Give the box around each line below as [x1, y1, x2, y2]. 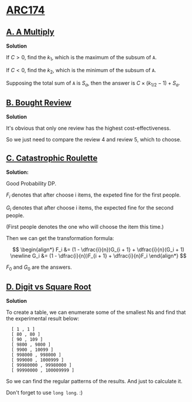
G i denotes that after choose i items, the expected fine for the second [6, 204, 174, 212]
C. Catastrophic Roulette [6, 153, 98, 163]
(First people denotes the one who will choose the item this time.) [6, 223, 164, 230]
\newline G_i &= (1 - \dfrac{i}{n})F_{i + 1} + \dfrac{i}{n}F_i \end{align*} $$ [10, 252, 187, 259]
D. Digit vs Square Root [6, 282, 92, 292]
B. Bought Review [6, 97, 72, 107]
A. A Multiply [6, 27, 54, 37]
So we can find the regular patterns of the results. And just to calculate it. [6, 378, 183, 385]
